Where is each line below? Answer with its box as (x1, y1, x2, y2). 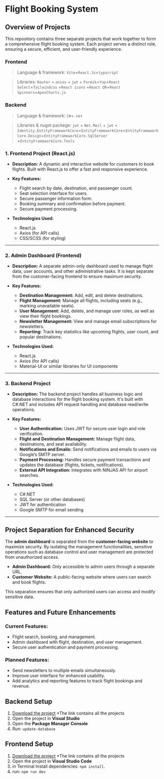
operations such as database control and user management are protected (5, 549, 153, 555)
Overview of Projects (5, 23, 71, 31)
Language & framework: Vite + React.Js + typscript (17, 69, 119, 75)
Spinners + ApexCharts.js (17, 89, 66, 95)
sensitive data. (5, 594, 35, 600)
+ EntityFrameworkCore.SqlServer (41, 132, 108, 138)
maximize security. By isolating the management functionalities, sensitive (5, 544, 152, 550)
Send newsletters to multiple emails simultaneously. (12, 668, 117, 673)
